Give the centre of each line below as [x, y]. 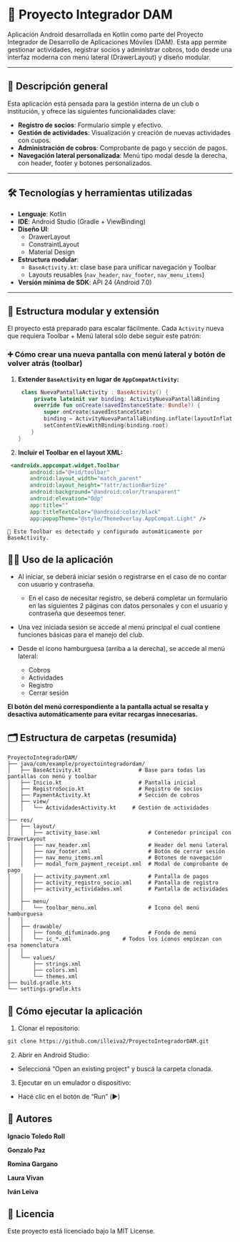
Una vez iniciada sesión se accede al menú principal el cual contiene [119, 627]
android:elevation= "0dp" [66, 499]
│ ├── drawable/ [35, 927]
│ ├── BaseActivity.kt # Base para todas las [106, 770]
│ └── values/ [31, 958]
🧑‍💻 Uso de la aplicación [60, 559]
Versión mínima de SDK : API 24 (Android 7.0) [85, 282]
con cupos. [34, 140]
